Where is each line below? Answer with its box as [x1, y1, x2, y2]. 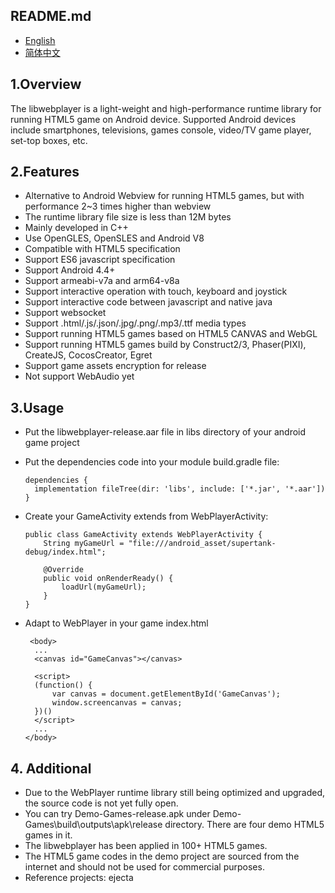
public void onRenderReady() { [43, 574, 174, 584]
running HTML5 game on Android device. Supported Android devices [10, 113, 297, 125]
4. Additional [10, 760, 92, 777]
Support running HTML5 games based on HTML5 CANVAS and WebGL [24, 328, 318, 340]
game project [24, 437, 80, 449]
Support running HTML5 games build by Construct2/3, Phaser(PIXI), [24, 339, 307, 351]
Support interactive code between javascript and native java [24, 296, 273, 308]
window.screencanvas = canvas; [51, 698, 183, 708]
